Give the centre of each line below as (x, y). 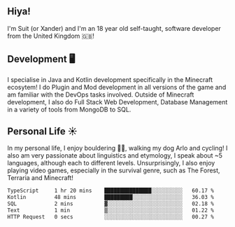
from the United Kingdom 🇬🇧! (51, 36)
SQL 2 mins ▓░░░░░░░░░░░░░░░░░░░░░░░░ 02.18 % (111, 204)
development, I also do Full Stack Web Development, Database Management (117, 102)
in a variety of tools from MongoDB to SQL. (69, 109)
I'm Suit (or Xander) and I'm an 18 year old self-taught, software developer (114, 28)
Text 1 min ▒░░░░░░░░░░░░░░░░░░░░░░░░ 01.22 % (111, 211)
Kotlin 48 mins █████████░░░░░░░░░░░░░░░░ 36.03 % (111, 198)
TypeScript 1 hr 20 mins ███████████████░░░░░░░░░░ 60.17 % (111, 191)
